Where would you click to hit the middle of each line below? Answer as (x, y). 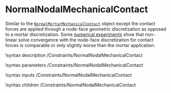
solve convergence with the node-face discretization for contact (86, 40)
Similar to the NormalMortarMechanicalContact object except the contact (80, 24)
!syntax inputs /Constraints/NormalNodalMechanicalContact (69, 75)
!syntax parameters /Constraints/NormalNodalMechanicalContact (74, 65)
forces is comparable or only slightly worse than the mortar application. (80, 45)
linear (11, 40)
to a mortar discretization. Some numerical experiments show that (75, 34)
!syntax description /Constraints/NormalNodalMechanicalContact (74, 55)
